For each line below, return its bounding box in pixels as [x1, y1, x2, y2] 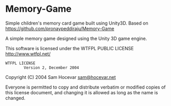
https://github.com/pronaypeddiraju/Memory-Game [5, 25, 115, 31]
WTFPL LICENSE [5, 60, 36, 66]
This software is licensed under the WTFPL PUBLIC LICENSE [5, 45, 134, 51]
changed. [5, 95, 26, 101]
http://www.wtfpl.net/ [5, 51, 51, 57]
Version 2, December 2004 [24, 65, 80, 70]
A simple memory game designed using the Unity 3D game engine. [5, 35, 147, 41]
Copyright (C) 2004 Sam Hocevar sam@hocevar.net [5, 74, 116, 80]
